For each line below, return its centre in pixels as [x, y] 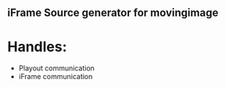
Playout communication [57, 68]
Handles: [37, 47]
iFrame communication [56, 77]
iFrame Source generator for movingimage [113, 13]
